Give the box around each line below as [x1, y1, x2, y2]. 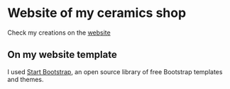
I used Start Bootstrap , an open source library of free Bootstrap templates [7, 67, 223, 76]
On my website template [7, 49, 117, 61]
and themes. [7, 75, 44, 83]
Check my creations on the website [7, 28, 111, 37]
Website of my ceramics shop [7, 5, 187, 21]
